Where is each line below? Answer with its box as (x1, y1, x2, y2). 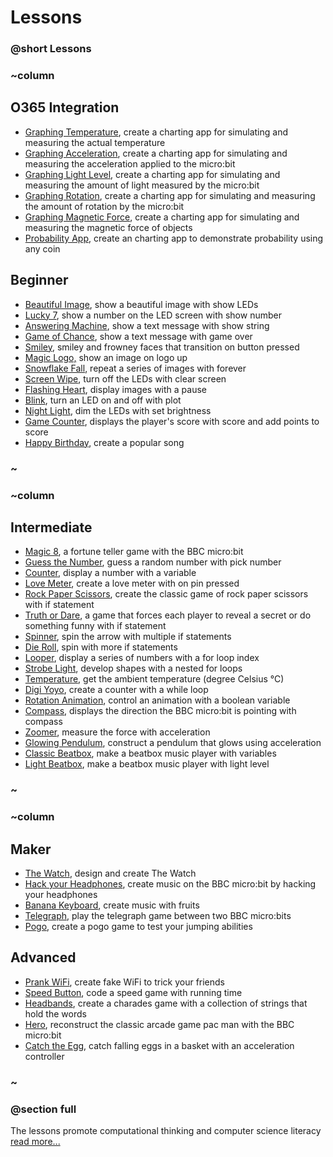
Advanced (10, 949, 77, 966)
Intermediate (10, 519, 93, 536)
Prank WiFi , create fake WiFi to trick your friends (24, 976, 226, 988)
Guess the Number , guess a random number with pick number (24, 556, 282, 568)
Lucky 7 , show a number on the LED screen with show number (24, 309, 282, 321)
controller (24, 1050, 65, 1062)
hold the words (24, 1007, 87, 1020)
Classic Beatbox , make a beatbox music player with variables (24, 747, 277, 760)
